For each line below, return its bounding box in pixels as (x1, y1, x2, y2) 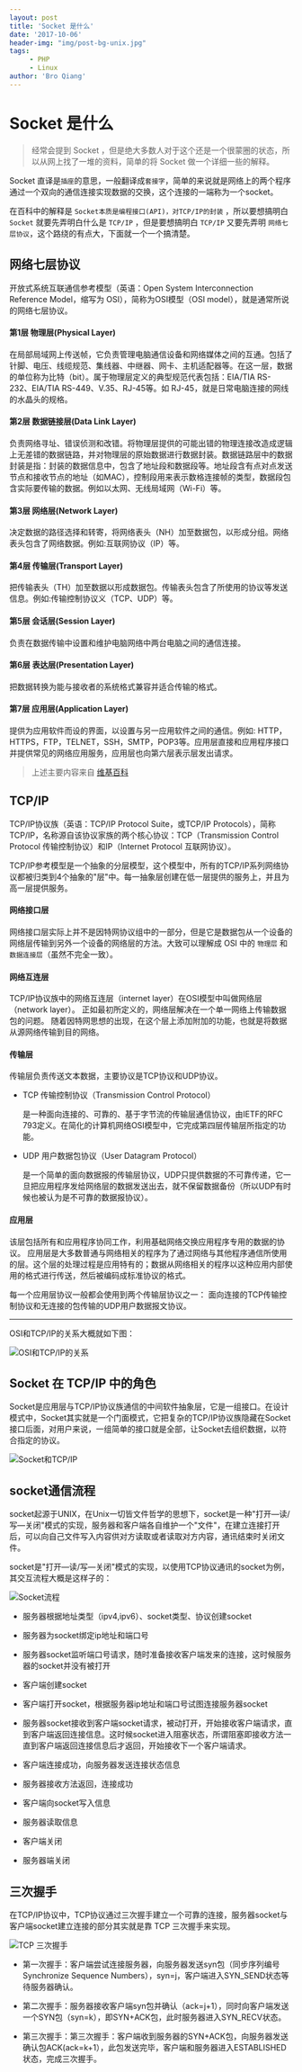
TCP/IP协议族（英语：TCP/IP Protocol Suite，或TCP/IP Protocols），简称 (9, 818, 277, 829)
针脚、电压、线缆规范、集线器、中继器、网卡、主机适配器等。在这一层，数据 (9, 360, 293, 371)
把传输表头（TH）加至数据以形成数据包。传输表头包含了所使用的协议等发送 (9, 582, 289, 593)
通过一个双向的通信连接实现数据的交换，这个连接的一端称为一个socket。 (9, 186, 279, 197)
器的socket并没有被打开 (22, 1661, 111, 1672)
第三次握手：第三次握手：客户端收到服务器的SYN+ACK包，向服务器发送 (22, 2031, 289, 2041)
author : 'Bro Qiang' (9, 72, 87, 81)
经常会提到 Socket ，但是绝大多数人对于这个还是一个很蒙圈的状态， (31, 145, 283, 156)
